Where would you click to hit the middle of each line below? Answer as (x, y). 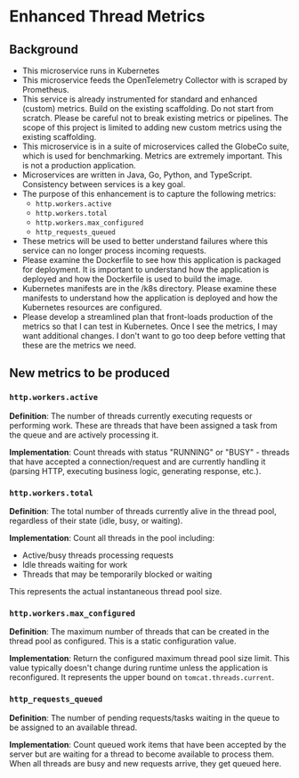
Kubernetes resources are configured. (92, 307)
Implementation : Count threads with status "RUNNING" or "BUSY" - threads (149, 452)
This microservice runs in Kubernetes (91, 70)
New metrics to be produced (90, 373)
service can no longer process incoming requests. (114, 250)
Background (44, 49)
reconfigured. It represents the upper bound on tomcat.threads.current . (142, 677)
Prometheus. (45, 90)
